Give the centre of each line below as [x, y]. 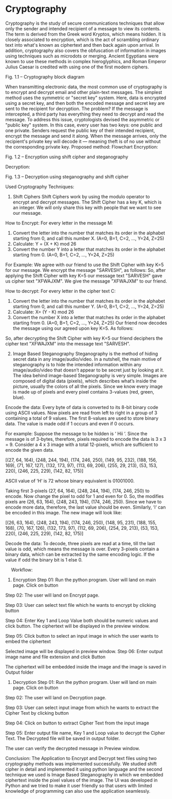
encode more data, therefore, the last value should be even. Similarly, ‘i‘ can [85, 507]
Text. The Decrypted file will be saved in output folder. [63, 738]
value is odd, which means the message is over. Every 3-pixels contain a [82, 549]
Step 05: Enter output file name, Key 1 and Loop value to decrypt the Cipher [85, 733]
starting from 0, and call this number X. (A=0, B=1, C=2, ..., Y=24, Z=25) [88, 238]
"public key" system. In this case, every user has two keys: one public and [84, 125]
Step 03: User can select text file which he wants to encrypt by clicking [81, 605]
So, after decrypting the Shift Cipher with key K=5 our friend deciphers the [84, 338]
